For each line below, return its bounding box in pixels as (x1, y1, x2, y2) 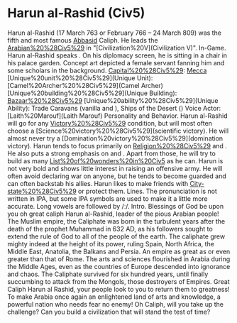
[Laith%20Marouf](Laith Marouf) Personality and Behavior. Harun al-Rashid (7, 111, 228, 120)
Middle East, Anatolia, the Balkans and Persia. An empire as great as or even (7, 247, 231, 256)
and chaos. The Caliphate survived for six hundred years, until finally (7, 270, 209, 278)
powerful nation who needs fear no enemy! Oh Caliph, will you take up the (7, 300, 224, 308)
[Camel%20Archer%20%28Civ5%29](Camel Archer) (7, 81, 163, 89)
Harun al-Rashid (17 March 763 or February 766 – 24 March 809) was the (7, 28, 222, 37)
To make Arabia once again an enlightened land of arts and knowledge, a (7, 292, 221, 301)
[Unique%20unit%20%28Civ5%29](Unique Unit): (7, 73, 153, 82)
